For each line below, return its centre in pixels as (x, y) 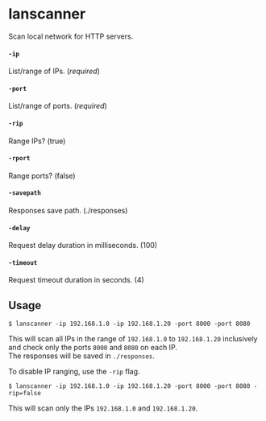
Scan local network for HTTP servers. (71, 36)
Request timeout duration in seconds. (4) (77, 280)
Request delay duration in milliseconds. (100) (83, 246)
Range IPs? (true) (37, 141)
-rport (19, 159)
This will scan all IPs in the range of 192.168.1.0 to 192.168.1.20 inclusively (133, 339)
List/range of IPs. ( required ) (54, 71)
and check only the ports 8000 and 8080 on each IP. (93, 348)
